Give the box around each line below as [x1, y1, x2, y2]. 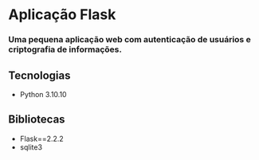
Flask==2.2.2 [19, 134, 64, 143]
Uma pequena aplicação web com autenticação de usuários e [8, 34, 251, 45]
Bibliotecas [8, 113, 65, 127]
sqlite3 [19, 142, 42, 152]
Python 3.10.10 [19, 89, 67, 99]
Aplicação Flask [8, 6, 116, 24]
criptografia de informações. [8, 44, 122, 55]
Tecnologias [8, 68, 71, 82]
